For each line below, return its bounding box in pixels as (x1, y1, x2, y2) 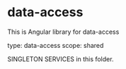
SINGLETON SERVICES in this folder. (7, 54, 114, 63)
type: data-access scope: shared (7, 41, 104, 49)
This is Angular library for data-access (7, 27, 120, 36)
